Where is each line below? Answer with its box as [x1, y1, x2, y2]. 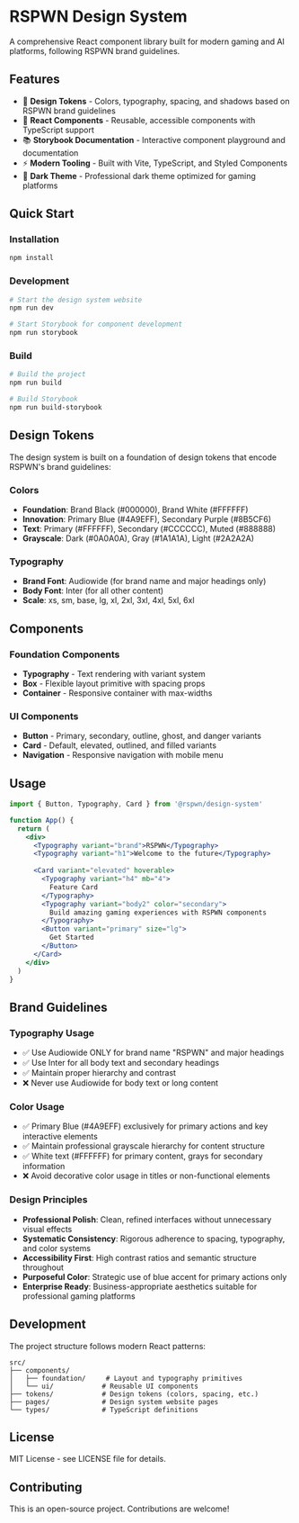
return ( [17, 824, 50, 834]
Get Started [48, 933, 94, 942]
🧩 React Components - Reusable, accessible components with [22, 114, 256, 125]
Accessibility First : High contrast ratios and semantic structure [22, 1252, 258, 1263]
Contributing [9, 1479, 83, 1495]
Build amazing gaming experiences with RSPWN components [48, 907, 268, 917]
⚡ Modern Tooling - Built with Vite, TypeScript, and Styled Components [22, 158, 288, 168]
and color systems [22, 1242, 92, 1253]
